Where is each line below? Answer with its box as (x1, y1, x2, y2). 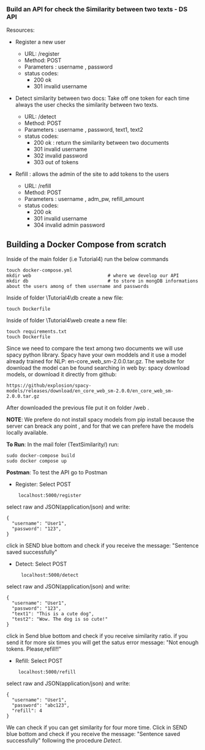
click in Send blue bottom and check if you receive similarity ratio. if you (6, 632, 188, 640)
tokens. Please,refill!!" (6, 645, 62, 653)
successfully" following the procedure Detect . (6, 737, 122, 744)
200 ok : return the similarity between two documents (33, 139, 170, 146)
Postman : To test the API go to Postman (6, 469, 108, 476)
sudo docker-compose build (6, 453, 75, 459)
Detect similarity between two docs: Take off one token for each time (15, 94, 190, 102)
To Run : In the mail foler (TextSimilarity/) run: (6, 441, 119, 449)
